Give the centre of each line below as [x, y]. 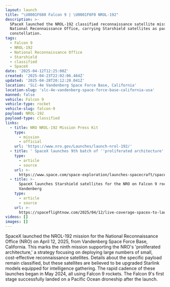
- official [30, 142]
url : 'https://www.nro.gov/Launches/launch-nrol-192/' [73, 147]
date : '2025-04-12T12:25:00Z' [37, 71]
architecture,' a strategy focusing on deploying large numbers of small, [79, 252]
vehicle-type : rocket [28, 104]
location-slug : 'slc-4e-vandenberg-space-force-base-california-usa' [80, 90]
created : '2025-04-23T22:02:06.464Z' [45, 76]
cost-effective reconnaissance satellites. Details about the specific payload [83, 258]
